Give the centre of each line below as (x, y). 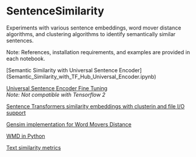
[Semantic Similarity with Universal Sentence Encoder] (74, 70)
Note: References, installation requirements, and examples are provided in (98, 52)
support (16, 112)
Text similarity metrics (34, 147)
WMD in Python (26, 136)
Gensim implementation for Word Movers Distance (69, 124)
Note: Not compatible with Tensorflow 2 (56, 94)
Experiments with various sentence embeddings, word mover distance (94, 28)
